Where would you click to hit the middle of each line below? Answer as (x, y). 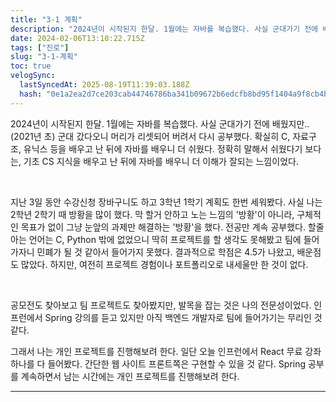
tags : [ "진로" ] (40, 47)
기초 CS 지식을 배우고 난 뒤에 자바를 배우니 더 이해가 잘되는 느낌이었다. (161, 161)
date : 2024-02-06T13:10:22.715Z (77, 38)
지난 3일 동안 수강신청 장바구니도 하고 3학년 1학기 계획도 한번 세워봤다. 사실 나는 (166, 202)
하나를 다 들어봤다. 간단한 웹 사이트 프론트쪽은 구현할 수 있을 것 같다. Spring (158, 363)
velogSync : (33, 76)
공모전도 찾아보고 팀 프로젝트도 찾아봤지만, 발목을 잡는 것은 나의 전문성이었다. (161, 305)
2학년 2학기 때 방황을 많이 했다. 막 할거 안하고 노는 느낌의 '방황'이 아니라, (152, 214)
